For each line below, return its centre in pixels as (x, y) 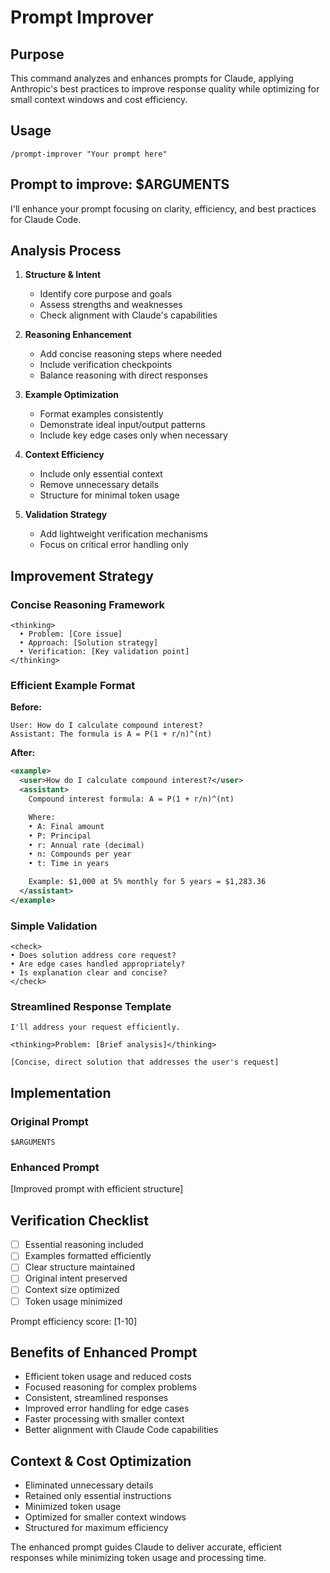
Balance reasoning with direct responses (123, 375)
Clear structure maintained (79, 1267)
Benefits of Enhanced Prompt (104, 1352)
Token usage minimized (73, 1301)
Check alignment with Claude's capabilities (128, 315)
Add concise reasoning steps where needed (131, 354)
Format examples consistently (101, 414)
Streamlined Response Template (91, 1007)
